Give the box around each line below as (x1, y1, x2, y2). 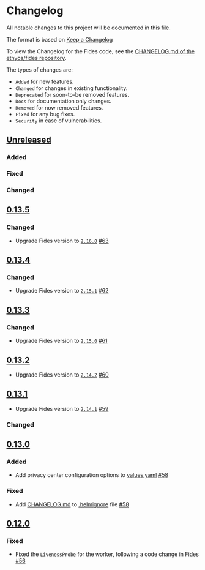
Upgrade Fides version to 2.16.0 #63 (15, 237, 109, 244)
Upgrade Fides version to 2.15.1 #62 (15, 287, 109, 294)
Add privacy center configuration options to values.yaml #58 (15, 471, 168, 479)
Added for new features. (15, 78, 74, 85)
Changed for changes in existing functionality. (15, 84, 128, 92)
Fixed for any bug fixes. (15, 110, 75, 118)
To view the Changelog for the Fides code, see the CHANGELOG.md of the (6, 47, 195, 55)
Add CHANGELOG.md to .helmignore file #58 (15, 500, 130, 508)
